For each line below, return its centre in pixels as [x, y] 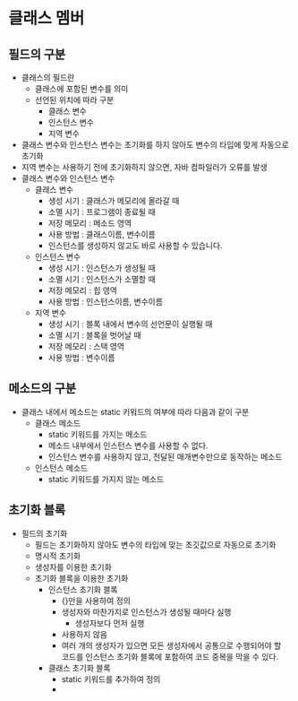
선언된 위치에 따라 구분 [74, 100]
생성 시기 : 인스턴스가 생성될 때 [102, 268]
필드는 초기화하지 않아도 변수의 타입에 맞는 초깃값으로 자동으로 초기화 [155, 544]
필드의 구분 [37, 54]
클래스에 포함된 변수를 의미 [81, 89]
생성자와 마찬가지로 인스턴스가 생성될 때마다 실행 [146, 611]
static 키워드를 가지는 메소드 [98, 434]
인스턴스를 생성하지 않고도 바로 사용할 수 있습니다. [135, 246]
